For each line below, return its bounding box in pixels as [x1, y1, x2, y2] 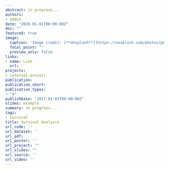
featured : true [5, 31, 37, 36]
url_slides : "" [5, 148, 37, 153]
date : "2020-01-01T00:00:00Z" [5, 21, 69, 27]
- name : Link [5, 59, 33, 64]
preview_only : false [10, 49, 53, 54]
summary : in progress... [5, 106, 57, 111]
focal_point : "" [10, 45, 44, 50]
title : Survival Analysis [5, 119, 59, 125]
